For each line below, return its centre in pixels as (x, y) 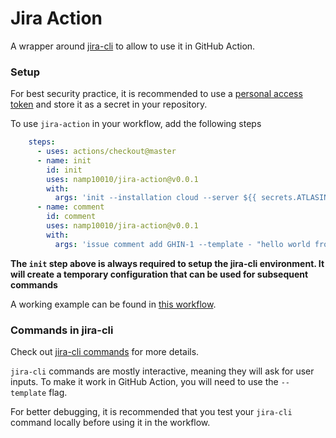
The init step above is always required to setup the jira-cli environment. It (167, 263)
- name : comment (70, 207)
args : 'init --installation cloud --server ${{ (155, 198)
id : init (64, 170)
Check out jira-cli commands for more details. (105, 352)
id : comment (71, 217)
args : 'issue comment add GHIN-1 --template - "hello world (182, 244)
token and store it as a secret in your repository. (109, 104)
